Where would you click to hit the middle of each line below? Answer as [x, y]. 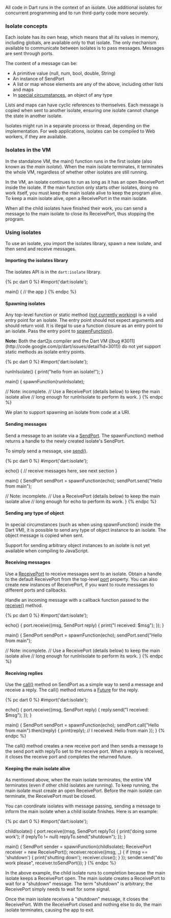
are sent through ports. [30, 54]
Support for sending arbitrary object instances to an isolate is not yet [78, 545]
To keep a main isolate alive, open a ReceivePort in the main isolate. [77, 198]
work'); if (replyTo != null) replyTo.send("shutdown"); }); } [66, 837]
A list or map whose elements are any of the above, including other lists [88, 84]
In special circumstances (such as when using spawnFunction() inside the [83, 524]
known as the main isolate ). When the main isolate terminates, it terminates [84, 166]
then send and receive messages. [41, 249]
